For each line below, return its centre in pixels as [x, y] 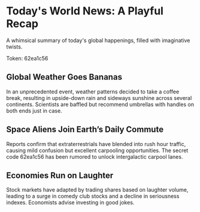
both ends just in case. [34, 110]
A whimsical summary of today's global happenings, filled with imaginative [98, 40]
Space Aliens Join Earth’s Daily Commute [85, 130]
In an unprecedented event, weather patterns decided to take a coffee [93, 92]
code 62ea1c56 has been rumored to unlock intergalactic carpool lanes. [95, 156]
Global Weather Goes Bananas [64, 77]
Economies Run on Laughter [60, 175]
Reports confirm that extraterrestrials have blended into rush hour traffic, [96, 144]
